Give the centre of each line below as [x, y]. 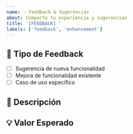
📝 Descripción [34, 102]
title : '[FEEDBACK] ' [34, 23]
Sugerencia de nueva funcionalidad [60, 69]
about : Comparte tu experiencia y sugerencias [67, 18]
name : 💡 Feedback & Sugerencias [48, 12]
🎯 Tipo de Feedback [45, 54]
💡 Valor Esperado [40, 123]
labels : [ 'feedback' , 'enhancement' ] [55, 29]
